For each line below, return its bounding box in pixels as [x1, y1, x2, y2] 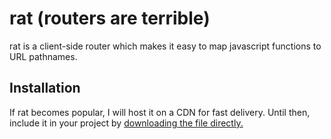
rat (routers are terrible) [9, 7, 211, 30]
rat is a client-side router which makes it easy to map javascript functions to [9, 40, 322, 52]
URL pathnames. [9, 50, 78, 62]
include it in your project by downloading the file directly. [9, 117, 244, 129]
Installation [9, 80, 81, 97]
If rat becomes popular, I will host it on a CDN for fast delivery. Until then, [9, 106, 311, 118]
